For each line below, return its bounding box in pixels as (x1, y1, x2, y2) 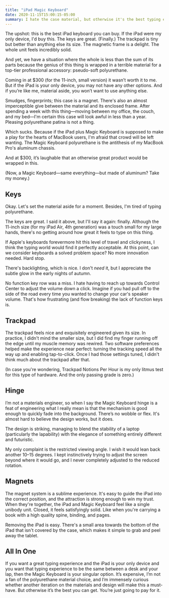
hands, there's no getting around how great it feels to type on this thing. (5, 229, 154, 236)
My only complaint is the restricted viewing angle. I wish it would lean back (5, 446, 160, 452)
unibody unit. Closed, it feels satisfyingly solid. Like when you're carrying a (5, 507, 161, 513)
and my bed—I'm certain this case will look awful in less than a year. (5, 114, 147, 120)
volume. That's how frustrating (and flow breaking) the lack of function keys (5, 296, 163, 302)
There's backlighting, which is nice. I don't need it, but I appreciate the (5, 265, 151, 271)
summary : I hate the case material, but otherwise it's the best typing (5, 17, 161, 22)
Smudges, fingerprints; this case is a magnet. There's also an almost (5, 98, 147, 104)
